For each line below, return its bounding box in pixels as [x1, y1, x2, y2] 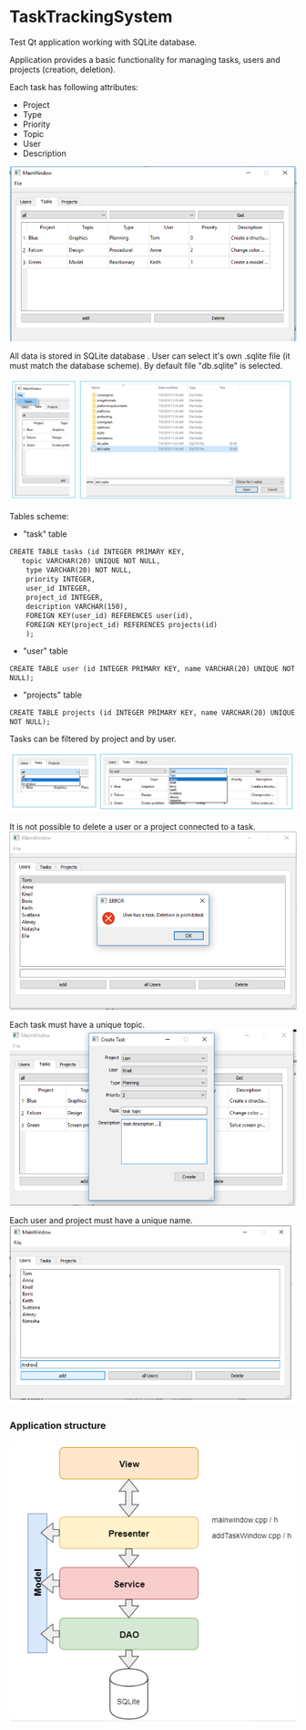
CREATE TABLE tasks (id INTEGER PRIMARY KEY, [9, 547, 185, 556]
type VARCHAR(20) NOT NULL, [25, 565, 132, 574]
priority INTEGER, [25, 574, 96, 583]
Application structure [9, 1419, 107, 1431]
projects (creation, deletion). [9, 64, 117, 75]
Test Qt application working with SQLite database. [9, 37, 198, 47]
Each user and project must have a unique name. [9, 1214, 193, 1225]
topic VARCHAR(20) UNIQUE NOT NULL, [21, 556, 161, 565]
